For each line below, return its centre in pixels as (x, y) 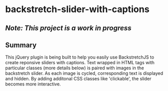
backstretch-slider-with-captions (77, 9)
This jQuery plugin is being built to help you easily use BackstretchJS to (80, 57)
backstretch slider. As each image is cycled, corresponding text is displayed (84, 73)
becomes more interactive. (33, 84)
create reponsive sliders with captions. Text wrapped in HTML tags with (80, 63)
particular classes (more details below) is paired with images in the (75, 68)
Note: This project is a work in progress (68, 28)
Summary (21, 45)
